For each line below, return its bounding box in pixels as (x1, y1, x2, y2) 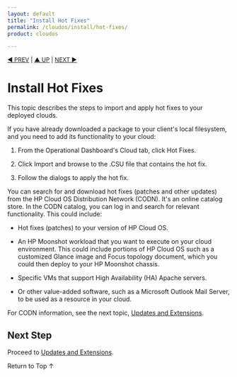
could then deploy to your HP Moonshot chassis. (17, 260, 160, 269)
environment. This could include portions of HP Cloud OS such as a (17, 245, 214, 254)
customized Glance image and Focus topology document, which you (17, 252, 218, 261)
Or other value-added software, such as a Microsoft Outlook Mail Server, (17, 288, 230, 296)
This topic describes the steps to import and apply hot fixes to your (7, 103, 203, 112)
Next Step (7, 329, 52, 341)
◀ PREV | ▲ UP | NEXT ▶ (7, 56, 78, 64)
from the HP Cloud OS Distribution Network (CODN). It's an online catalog (7, 195, 223, 203)
